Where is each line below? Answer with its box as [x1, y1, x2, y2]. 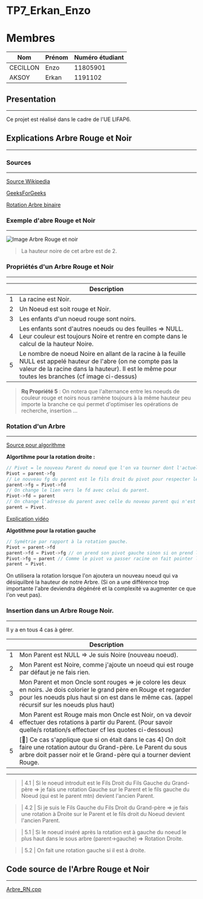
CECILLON [9, 64, 40, 72]
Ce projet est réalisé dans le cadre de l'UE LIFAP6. [6, 116, 131, 123]
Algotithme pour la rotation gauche [6, 527, 97, 534]
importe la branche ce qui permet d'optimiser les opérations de [21, 400, 179, 407]
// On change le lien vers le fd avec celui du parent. [6, 487, 150, 493]
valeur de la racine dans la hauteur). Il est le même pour [19, 364, 177, 373]
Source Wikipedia [6, 178, 50, 185]
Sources [6, 158, 31, 166]
